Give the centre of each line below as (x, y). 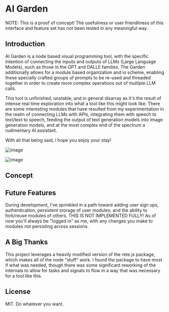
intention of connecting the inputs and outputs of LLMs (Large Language (81, 62)
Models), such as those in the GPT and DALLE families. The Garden (75, 67)
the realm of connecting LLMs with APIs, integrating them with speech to (81, 114)
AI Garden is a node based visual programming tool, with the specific (77, 56)
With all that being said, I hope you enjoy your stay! (58, 140)
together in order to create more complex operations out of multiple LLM (80, 83)
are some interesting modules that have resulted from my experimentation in (84, 109)
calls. (11, 88)
